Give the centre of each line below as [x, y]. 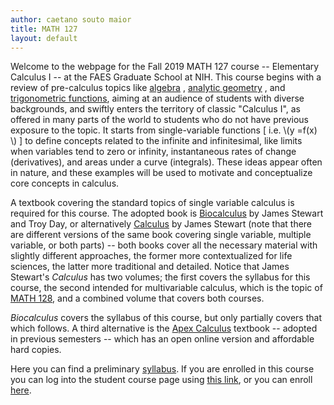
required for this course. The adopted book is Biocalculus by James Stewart [167, 213]
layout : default [44, 38]
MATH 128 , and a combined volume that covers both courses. [137, 298]
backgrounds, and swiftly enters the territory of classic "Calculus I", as [155, 109]
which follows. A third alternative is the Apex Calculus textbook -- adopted [164, 328]
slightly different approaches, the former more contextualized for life [151, 256]
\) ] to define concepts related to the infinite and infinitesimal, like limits [156, 141]
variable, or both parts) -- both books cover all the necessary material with [164, 245]
